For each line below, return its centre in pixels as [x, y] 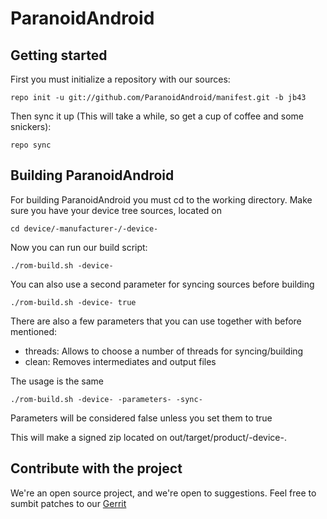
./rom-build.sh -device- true [73, 302]
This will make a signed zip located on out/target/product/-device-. [148, 437]
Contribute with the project [96, 468]
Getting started [59, 55]
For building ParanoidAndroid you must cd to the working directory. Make [161, 199]
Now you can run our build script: [79, 247]
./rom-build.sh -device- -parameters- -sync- [106, 399]
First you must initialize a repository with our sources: [120, 79]
